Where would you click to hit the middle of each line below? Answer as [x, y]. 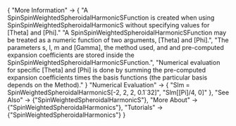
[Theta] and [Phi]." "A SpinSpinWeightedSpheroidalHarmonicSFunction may [117, 32]
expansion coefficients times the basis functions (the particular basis [107, 77]
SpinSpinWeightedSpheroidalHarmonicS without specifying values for [108, 25]
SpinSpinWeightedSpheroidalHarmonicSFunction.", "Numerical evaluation [114, 62]
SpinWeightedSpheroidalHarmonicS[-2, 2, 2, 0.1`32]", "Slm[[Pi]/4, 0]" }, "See [118, 92]
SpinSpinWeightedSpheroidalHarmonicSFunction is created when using [111, 18]
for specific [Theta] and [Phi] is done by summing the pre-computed [107, 70]
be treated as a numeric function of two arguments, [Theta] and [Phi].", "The [118, 40]
